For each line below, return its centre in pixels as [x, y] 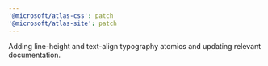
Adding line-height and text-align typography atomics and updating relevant [135, 46]
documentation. [35, 55]
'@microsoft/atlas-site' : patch [63, 23]
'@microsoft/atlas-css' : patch [61, 16]
